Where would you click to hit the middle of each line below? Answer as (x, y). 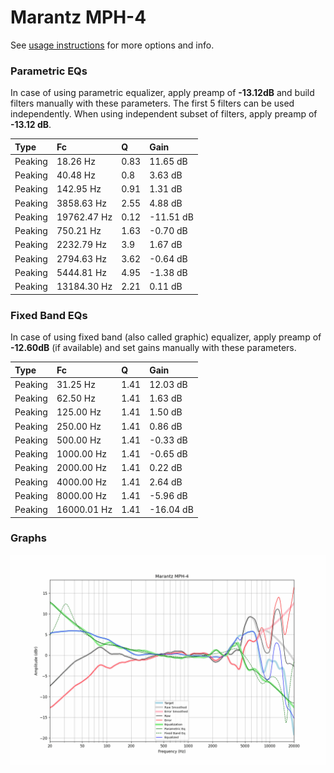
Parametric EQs (49, 71)
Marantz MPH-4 (78, 17)
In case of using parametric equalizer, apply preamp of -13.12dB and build (162, 93)
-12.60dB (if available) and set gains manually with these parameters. (153, 348)
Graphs (28, 538)
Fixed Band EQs (49, 315)
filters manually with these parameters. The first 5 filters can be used (152, 103)
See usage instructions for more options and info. (112, 45)
